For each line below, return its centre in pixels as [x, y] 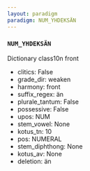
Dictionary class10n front [43, 58]
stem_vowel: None [44, 124]
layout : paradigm [32, 14]
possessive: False [43, 109]
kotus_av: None [40, 153]
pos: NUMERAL [39, 139]
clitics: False [35, 71]
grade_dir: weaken [44, 79]
